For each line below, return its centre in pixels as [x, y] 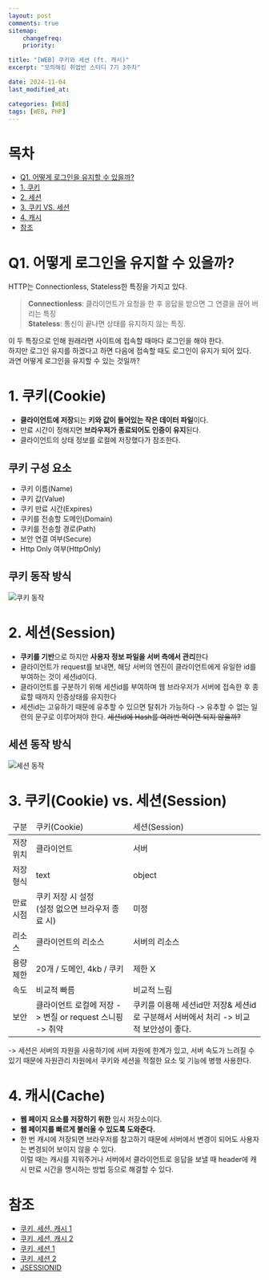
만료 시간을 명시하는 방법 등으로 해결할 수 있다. [101, 1169]
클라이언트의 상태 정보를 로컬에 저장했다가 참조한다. [100, 440]
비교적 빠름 [55, 989]
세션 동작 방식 [40, 744]
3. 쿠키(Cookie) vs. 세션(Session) [118, 801]
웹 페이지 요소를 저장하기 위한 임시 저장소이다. [91, 1119]
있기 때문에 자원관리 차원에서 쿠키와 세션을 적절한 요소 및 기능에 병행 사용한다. [130, 1060]
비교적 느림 [153, 989]
